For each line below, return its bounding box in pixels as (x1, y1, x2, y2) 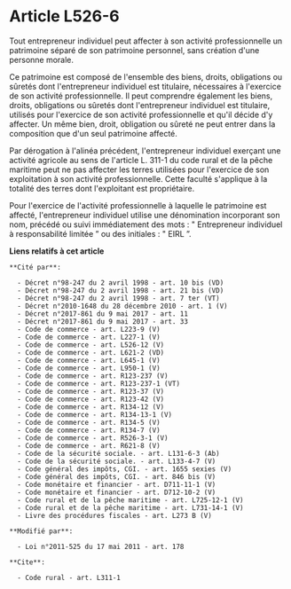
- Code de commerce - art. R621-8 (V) (17, 441, 161, 450)
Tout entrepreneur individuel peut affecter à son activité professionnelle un (9, 35, 283, 46)
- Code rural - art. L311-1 (17, 573, 122, 582)
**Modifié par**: (9, 526, 74, 536)
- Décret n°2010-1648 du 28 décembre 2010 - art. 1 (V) (17, 302, 228, 310)
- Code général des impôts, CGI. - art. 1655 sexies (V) (17, 464, 232, 474)
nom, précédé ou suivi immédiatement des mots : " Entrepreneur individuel (9, 219, 283, 230)
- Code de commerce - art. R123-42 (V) (17, 395, 165, 404)
